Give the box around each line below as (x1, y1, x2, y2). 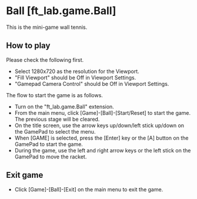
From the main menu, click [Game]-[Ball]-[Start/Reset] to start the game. (14, 109, 191, 116)
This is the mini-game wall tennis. (6, 24, 88, 31)
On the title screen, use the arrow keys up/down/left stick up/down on (14, 122, 184, 129)
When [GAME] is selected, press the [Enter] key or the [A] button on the (14, 134, 189, 141)
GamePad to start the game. (14, 140, 84, 148)
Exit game (6, 170, 44, 180)
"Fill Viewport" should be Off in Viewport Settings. (14, 74, 136, 81)
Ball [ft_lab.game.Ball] (6, 4, 116, 18)
